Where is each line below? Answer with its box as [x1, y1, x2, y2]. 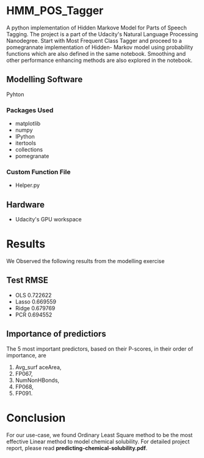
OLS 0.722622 [15, 291, 52, 299]
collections [15, 146, 43, 153]
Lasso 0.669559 [15, 298, 57, 305]
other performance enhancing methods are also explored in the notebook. [6, 56, 193, 64]
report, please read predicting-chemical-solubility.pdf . [6, 444, 148, 451]
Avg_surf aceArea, [15, 363, 62, 371]
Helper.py [15, 181, 40, 189]
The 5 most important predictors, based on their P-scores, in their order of [6, 345, 194, 353]
